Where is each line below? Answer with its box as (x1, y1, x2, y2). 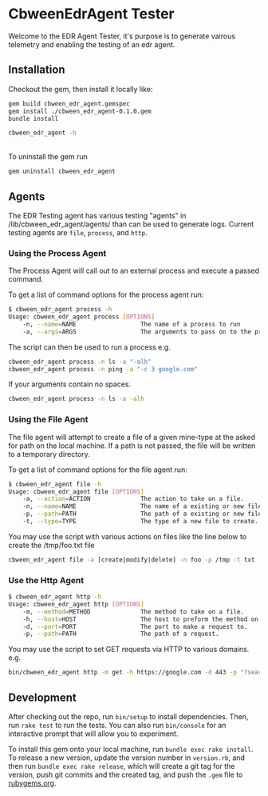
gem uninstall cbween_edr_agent (8, 167, 116, 176)
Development (8, 690, 77, 704)
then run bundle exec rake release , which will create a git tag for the (8, 762, 235, 771)
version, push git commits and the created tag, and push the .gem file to (8, 770, 243, 780)
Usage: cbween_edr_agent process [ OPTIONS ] (8, 313, 156, 321)
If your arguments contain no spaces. (8, 379, 132, 389)
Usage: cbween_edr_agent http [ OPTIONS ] (8, 600, 145, 608)
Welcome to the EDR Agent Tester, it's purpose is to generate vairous (8, 31, 236, 41)
